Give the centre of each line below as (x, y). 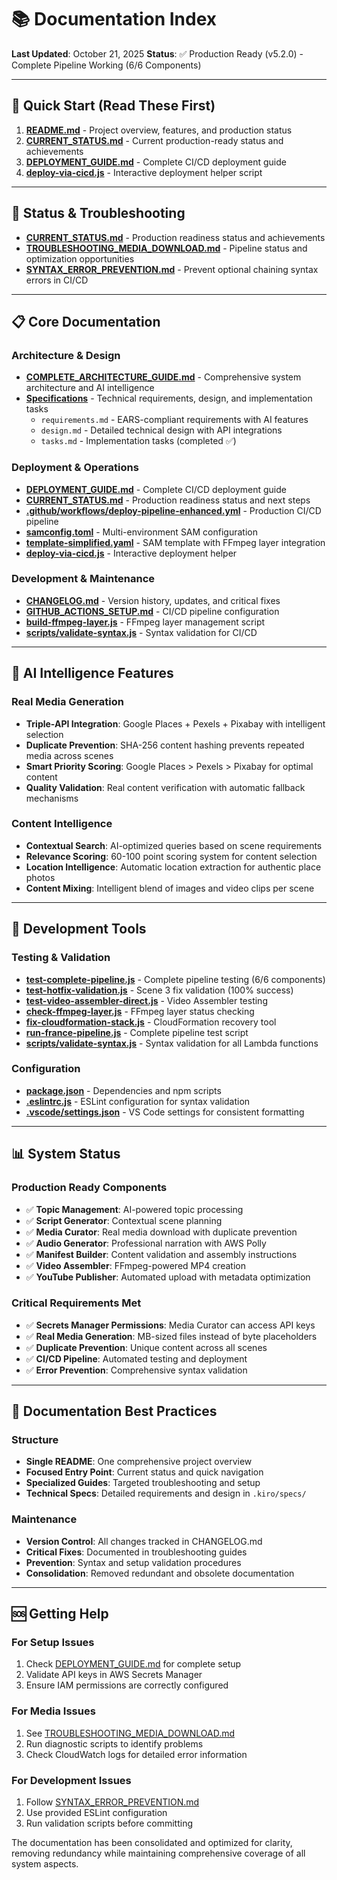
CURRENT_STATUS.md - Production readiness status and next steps (168, 500)
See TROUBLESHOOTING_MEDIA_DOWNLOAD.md (130, 1733)
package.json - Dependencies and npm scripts (123, 1090)
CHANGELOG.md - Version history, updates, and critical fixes (153, 600)
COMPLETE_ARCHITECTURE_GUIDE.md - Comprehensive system (163, 377)
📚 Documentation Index (114, 19)
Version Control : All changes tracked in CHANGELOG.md (144, 1541)
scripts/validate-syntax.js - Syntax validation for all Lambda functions (172, 1043)
